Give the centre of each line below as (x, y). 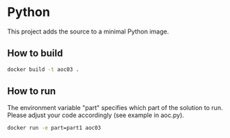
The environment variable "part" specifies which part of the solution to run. (115, 108)
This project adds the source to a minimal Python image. (88, 31)
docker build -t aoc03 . (43, 69)
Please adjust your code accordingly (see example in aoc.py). (96, 115)
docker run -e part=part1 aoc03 (54, 128)
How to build (35, 53)
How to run (32, 91)
